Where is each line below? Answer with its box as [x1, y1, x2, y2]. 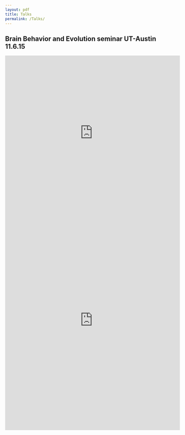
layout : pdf [5, 7, 30, 12]
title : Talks [5, 12, 32, 17]
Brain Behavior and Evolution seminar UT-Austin [5, 34, 156, 43]
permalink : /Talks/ [5, 16, 45, 21]
